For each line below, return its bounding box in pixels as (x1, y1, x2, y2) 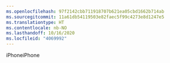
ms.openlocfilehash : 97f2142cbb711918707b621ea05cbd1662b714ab (6, 8, 165, 15)
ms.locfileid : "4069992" (6, 36, 67, 41)
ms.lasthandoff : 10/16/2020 (6, 30, 75, 36)
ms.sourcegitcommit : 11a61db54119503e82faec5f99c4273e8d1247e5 (6, 14, 165, 20)
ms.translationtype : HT (6, 19, 65, 25)
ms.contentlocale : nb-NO (6, 24, 67, 31)
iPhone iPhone (6, 52, 40, 58)
